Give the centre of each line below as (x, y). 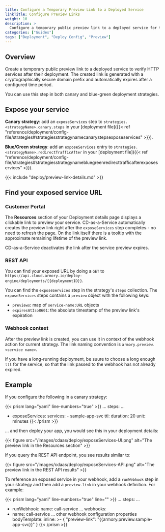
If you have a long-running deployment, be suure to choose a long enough (80, 359)
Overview (20, 57)
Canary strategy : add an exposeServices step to (54, 122)
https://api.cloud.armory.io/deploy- (44, 276)
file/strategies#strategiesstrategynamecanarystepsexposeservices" (74, 137)
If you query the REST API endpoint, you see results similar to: (68, 455)
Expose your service (37, 110)
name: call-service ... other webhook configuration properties (74, 514)
